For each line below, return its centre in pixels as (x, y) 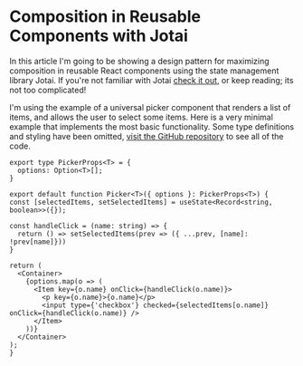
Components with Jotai (99, 36)
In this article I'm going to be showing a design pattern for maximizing (139, 61)
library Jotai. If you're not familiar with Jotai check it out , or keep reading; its (151, 80)
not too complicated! (48, 90)
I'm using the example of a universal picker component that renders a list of (150, 107)
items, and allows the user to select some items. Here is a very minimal (142, 117)
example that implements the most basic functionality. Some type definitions (152, 126)
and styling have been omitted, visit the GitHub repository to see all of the (147, 136)
